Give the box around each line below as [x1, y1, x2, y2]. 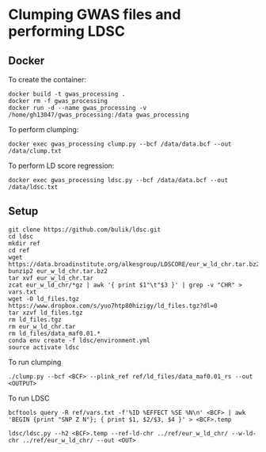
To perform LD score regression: [8, 161, 115, 170]
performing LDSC [8, 22, 125, 40]
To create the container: [8, 75, 87, 84]
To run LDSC [8, 393, 50, 403]
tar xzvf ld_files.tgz [8, 309, 83, 317]
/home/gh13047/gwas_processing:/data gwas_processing [8, 111, 190, 119]
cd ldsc [8, 232, 34, 241]
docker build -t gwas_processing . [8, 90, 126, 98]
